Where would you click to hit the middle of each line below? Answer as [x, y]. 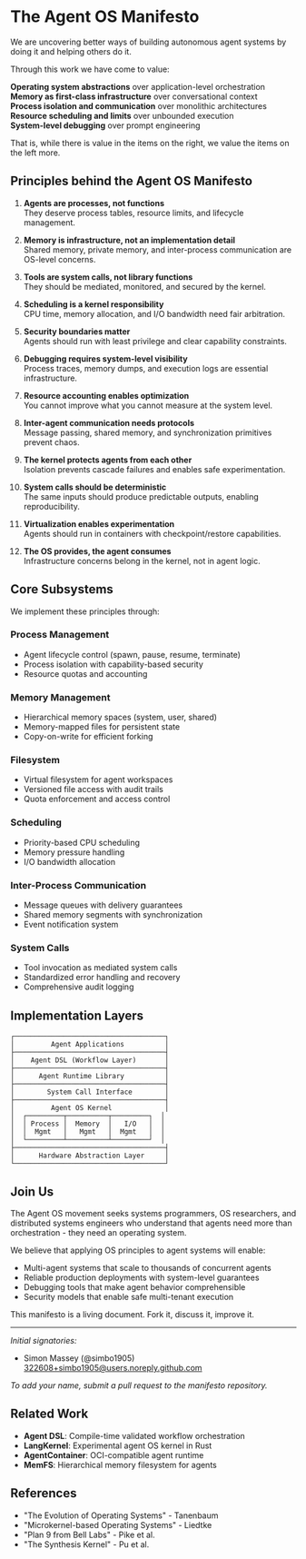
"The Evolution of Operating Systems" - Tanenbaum [121, 1515]
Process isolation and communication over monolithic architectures [138, 105]
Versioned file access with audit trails [94, 789]
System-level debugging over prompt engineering [105, 125]
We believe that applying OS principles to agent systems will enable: [138, 1250]
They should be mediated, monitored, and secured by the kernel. [145, 286]
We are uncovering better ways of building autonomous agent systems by [148, 42]
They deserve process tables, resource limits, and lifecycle [133, 213]
